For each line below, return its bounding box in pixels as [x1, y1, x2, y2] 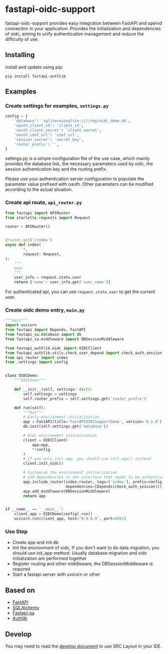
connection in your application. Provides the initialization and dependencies [5, 25, 161, 31]
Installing [5, 51, 35, 59]
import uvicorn [5, 323, 37, 328]
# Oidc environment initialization [23, 433, 97, 438]
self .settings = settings [23, 391, 77, 397]
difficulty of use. [5, 36, 39, 42]
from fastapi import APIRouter [5, 210, 70, 215]
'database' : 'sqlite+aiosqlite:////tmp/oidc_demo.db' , [14, 118, 131, 123]
